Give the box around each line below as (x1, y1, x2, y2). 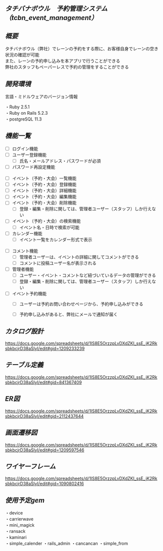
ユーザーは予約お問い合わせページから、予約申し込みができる (19, 301, 143, 307)
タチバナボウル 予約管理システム (5, 4, 108, 13)
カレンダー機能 (12, 230, 42, 236)
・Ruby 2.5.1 (5, 104, 30, 110)
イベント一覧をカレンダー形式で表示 (19, 236, 93, 243)
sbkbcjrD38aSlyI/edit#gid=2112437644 (5, 413, 84, 419)
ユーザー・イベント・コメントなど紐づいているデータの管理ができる (19, 272, 156, 278)
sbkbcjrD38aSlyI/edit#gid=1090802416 (5, 481, 84, 487)
